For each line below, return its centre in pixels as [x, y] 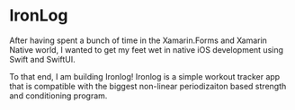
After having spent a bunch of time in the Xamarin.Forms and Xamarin [139, 40]
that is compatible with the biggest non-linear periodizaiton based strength [148, 86]
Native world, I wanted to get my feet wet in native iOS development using [147, 49]
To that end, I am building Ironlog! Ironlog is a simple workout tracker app [145, 76]
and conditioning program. [58, 96]
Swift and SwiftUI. [43, 59]
